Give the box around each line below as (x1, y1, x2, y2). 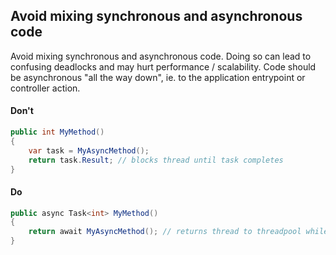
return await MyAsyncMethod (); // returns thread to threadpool (28, 227, 302, 237)
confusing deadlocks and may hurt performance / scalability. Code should (10, 60, 317, 73)
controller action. (10, 82, 81, 94)
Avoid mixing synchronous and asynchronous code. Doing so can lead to (10, 50, 312, 62)
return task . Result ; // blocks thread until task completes (28, 155, 284, 165)
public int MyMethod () (10, 127, 105, 138)
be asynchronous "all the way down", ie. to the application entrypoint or (10, 71, 306, 83)
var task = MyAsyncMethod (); (28, 145, 150, 156)
